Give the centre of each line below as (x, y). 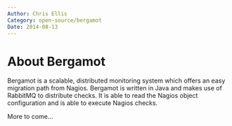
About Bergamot (56, 61)
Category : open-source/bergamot (54, 20)
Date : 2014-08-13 (33, 27)
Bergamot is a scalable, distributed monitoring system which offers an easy (116, 80)
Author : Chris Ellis (38, 14)
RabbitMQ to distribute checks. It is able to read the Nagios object (103, 96)
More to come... (30, 117)
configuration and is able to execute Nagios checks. (83, 103)
